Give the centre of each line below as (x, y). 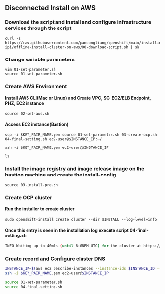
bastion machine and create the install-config (61, 175)
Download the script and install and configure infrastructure (78, 22)
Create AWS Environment (36, 86)
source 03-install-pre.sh (31, 185)
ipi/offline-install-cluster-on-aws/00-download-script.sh (67, 47)
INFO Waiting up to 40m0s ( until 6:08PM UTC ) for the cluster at (73, 246)
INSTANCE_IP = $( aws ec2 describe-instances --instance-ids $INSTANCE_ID (80, 269)
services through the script (38, 28)
